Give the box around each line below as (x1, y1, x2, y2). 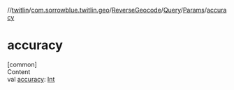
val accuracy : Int (7, 75, 55, 83)
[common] (7, 60, 37, 69)
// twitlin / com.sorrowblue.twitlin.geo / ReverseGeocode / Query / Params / (7, 6, 207, 14)
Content (7, 67, 31, 75)
